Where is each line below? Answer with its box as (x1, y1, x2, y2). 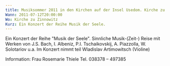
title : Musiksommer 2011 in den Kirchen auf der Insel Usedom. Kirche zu (5, 7, 165, 13)
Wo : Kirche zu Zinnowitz (5, 17, 58, 22)
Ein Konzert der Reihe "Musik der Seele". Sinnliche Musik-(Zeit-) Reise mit (5, 36, 160, 42)
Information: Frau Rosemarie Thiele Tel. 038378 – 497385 (5, 56, 126, 62)
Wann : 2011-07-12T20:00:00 (5, 12, 63, 17)
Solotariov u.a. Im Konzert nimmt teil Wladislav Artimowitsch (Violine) (5, 46, 150, 52)
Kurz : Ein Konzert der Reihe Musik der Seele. (5, 21, 106, 27)
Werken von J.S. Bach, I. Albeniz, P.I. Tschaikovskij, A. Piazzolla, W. (5, 41, 147, 47)
